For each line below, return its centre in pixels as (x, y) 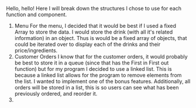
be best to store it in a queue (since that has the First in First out (92, 63)
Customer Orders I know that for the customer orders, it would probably (101, 57)
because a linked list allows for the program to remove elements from (98, 75)
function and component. (37, 15)
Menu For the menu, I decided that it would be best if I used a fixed (95, 26)
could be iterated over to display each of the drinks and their (87, 44)
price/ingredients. (36, 51)
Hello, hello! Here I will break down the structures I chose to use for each (94, 8)
